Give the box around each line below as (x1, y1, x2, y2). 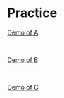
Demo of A (7, 28, 39, 37)
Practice (7, 5, 58, 21)
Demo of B (7, 55, 39, 64)
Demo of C (7, 82, 39, 91)
